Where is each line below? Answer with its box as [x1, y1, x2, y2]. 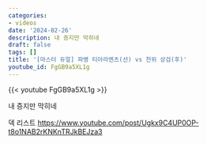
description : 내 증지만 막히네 [8, 33, 100, 42]
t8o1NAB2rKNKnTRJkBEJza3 [8, 127, 103, 136]
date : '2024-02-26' [8, 26, 73, 34]
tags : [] [8, 48, 37, 56]
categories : [8, 11, 47, 20]
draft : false [8, 41, 51, 49]
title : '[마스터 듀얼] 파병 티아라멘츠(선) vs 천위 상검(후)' [8, 56, 187, 64]
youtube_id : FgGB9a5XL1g [8, 63, 90, 71]
